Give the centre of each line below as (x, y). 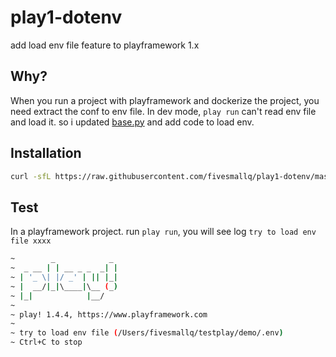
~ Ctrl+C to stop (46, 342)
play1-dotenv (66, 17)
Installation (46, 153)
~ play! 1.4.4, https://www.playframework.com (109, 314)
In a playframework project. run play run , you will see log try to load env (163, 232)
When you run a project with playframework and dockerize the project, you (165, 100)
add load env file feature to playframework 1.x (105, 45)
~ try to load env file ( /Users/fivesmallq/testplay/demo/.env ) (147, 333)
